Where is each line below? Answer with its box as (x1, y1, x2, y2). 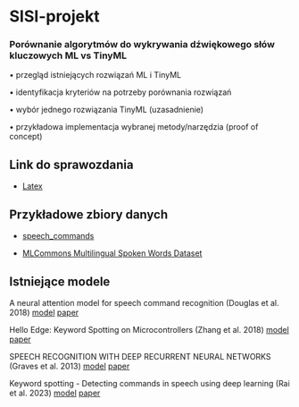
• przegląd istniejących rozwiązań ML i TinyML (9, 70, 181, 81)
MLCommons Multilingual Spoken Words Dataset (21, 248, 203, 259)
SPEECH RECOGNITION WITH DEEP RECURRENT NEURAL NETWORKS (9, 351, 271, 361)
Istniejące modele (9, 274, 111, 289)
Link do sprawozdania (9, 157, 134, 172)
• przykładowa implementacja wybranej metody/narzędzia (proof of (9, 122, 259, 132)
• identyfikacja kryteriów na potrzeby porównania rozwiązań (9, 87, 232, 98)
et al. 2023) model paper (9, 387, 101, 398)
